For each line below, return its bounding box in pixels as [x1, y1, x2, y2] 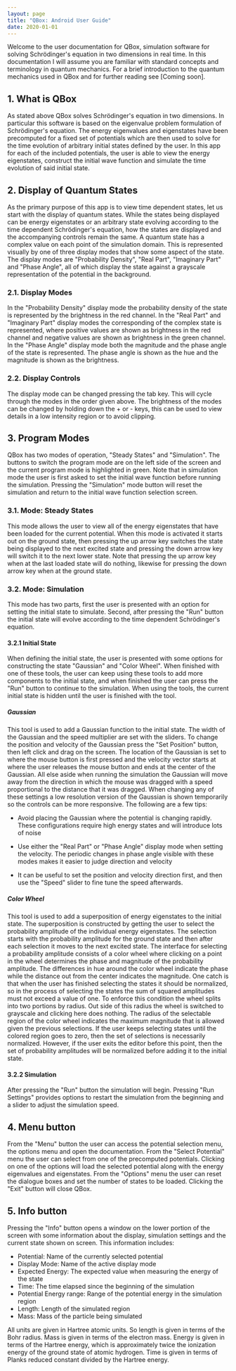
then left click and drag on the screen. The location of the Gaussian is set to [7, 748, 227, 757]
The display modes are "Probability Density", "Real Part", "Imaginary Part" [7, 255, 221, 264]
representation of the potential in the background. [7, 270, 152, 278]
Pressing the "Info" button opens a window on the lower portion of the [7, 1223, 211, 1232]
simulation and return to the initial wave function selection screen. [7, 488, 198, 496]
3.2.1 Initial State [7, 638, 57, 647]
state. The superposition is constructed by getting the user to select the [7, 920, 215, 928]
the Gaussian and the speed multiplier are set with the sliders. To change [7, 733, 218, 742]
